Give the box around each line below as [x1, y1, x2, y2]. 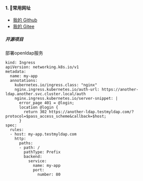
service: [28, 159, 47, 164]
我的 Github [12, 17, 37, 23]
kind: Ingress [5, 60, 36, 65]
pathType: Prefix [24, 150, 60, 155]
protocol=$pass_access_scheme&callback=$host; [5, 114, 107, 119]
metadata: [5, 69, 27, 74]
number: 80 [37, 172, 60, 177]
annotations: [10, 78, 38, 83]
